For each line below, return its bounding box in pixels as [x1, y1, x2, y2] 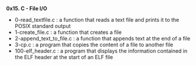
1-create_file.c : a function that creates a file [14, 29, 122, 36]
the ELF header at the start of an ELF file [14, 54, 113, 60]
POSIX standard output [14, 23, 71, 29]
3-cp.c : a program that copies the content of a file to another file [14, 41, 174, 48]
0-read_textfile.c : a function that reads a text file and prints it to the [14, 16, 179, 23]
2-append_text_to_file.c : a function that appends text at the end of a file [14, 35, 191, 42]
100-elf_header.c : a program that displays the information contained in [14, 47, 188, 54]
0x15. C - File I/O [6, 5, 47, 12]
